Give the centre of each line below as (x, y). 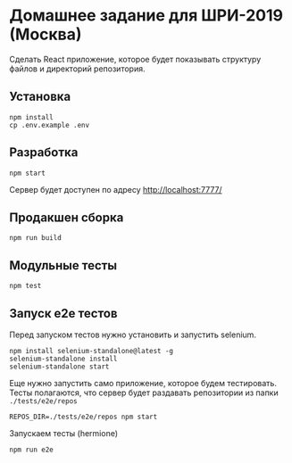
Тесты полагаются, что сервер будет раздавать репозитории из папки (144, 393)
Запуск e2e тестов (63, 313)
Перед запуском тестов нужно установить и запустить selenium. (133, 335)
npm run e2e (31, 450)
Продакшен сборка (67, 217)
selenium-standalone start (59, 367)
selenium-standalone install (63, 359)
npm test (25, 286)
